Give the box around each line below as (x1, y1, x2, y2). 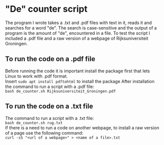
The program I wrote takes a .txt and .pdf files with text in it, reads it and (5, 20, 152, 26)
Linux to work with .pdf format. (5, 73, 68, 79)
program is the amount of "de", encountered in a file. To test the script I (5, 30, 150, 36)
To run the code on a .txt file (5, 102, 93, 111)
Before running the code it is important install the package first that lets (5, 68, 150, 74)
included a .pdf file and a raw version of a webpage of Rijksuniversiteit (5, 35, 149, 41)
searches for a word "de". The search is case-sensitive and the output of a (5, 25, 157, 30)
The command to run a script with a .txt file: (5, 115, 94, 121)
